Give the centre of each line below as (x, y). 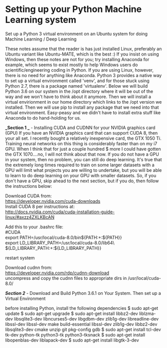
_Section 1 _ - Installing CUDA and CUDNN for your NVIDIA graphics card (80, 127)
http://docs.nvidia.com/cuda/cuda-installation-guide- (60, 212)
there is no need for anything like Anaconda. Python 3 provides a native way (83, 75)
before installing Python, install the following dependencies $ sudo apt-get (82, 308)
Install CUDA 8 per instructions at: (40, 206)
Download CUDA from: (29, 196)
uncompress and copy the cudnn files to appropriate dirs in (66, 278)
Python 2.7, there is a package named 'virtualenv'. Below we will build (77, 86)
